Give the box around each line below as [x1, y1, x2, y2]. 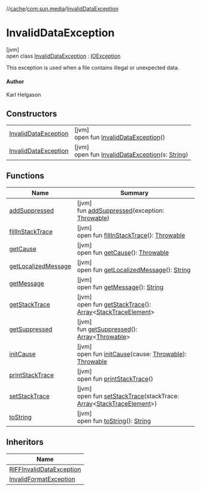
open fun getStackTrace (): [77, 300, 151, 308]
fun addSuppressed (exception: [77, 206, 165, 215]
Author [6, 78, 25, 85]
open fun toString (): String [77, 416, 151, 425]
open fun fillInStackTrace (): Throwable [77, 231, 185, 239]
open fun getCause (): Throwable [77, 248, 169, 257]
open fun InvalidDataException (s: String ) [74, 150, 188, 159]
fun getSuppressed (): [77, 325, 138, 333]
